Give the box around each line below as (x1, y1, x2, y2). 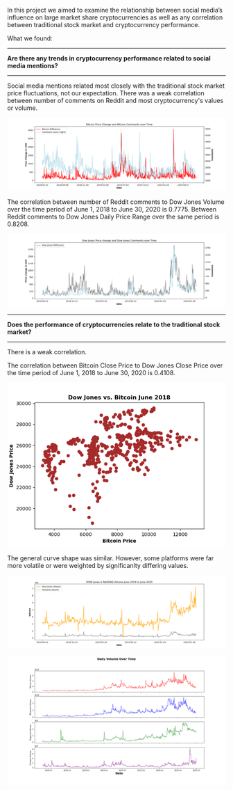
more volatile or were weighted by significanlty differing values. (7, 561, 189, 569)
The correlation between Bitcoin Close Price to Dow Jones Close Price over (7, 361, 223, 370)
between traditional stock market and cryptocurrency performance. (7, 21, 200, 29)
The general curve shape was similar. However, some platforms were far (7, 553, 214, 562)
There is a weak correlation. (7, 347, 87, 356)
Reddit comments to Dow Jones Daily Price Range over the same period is (7, 212, 220, 221)
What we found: (7, 34, 53, 42)
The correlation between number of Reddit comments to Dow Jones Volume (7, 198, 225, 206)
